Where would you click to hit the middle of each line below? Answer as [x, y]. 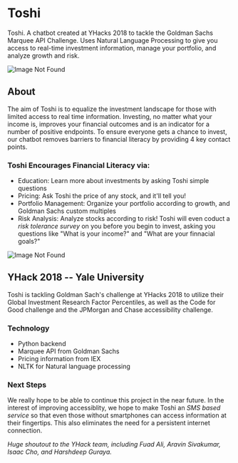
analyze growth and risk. [43, 56]
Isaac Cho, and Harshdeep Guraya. [60, 452]
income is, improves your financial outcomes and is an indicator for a [109, 124]
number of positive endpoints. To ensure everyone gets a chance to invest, [117, 131]
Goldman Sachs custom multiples [67, 211]
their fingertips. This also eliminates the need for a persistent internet [109, 423]
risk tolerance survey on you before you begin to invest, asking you [117, 227]
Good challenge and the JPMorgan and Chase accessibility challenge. [110, 309]
